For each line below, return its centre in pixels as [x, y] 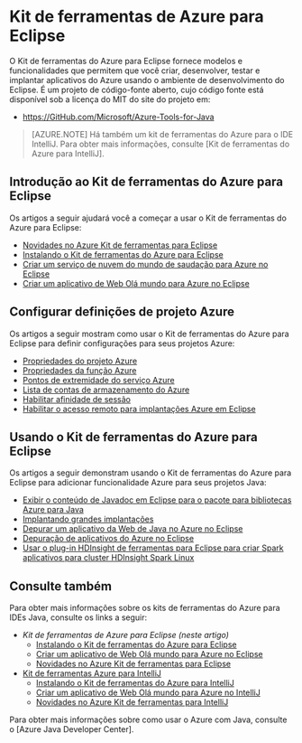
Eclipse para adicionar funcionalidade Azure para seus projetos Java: [138, 483]
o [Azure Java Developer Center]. [72, 729]
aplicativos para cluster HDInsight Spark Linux [108, 558]
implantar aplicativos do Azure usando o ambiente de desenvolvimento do [147, 80]
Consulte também [61, 586]
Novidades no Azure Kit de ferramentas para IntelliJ [132, 702]
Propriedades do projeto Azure [80, 361]
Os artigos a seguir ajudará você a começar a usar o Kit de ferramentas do [148, 218]
